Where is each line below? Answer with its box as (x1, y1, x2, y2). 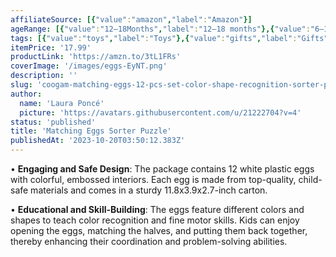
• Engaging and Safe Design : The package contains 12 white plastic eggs (10, 163, 315, 175)
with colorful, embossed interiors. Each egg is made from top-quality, (10, 174, 297, 185)
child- (298, 174, 323, 185)
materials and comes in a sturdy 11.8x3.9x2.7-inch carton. (30, 184, 268, 196)
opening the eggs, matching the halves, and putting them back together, (10, 225, 308, 236)
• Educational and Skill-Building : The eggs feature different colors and (10, 204, 305, 215)
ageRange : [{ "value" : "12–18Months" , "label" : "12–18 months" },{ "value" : (10, 24, 311, 34)
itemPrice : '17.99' (10, 42, 92, 53)
